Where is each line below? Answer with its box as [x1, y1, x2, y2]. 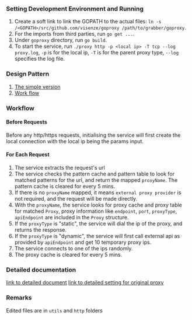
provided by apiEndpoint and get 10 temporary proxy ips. [14, 239, 152, 246]
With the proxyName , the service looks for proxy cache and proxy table [14, 201, 183, 208]
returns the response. [14, 226, 67, 233]
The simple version [14, 83, 61, 90]
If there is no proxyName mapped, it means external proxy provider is [14, 189, 181, 196]
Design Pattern [6, 70, 50, 78]
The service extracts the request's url [14, 164, 105, 171]
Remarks [6, 294, 32, 302]
